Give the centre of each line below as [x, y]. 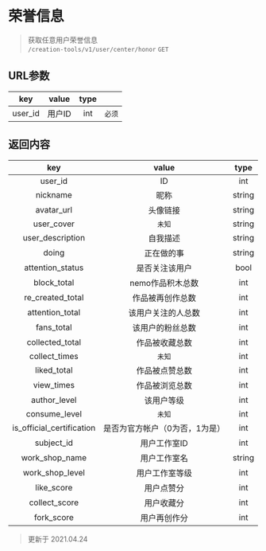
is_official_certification [54, 428]
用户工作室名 [164, 458]
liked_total [54, 369]
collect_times [54, 356]
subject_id [54, 443]
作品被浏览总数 [164, 385]
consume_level [54, 413]
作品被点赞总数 [164, 370]
